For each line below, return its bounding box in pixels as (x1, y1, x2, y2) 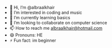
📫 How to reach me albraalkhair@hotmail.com (9, 25, 103, 31)
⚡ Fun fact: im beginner (9, 37, 56, 43)
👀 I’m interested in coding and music (9, 10, 82, 15)
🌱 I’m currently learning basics (9, 15, 70, 20)
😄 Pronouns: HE (9, 32, 43, 38)
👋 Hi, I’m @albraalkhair (9, 5, 55, 10)
